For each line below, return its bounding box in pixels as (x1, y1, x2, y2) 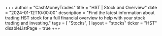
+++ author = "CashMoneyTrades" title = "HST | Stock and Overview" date (5, 5, 158, 10)
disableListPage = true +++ (5, 25, 61, 31)
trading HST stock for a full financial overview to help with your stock (5, 15, 145, 20)
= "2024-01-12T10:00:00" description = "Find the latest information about (5, 10, 155, 16)
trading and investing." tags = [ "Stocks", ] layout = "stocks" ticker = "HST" (5, 20, 157, 26)
